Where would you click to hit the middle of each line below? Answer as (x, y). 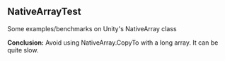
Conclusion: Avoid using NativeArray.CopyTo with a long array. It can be (113, 43)
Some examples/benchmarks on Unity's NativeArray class (92, 28)
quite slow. (23, 50)
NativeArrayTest (44, 12)
